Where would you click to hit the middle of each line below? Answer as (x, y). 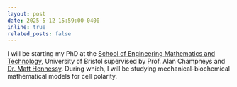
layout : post (27, 14)
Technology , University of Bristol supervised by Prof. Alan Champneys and (116, 62)
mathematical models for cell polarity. (62, 76)
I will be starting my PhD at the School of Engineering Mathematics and (111, 54)
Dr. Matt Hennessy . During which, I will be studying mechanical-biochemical (119, 69)
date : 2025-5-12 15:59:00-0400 (54, 21)
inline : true (27, 27)
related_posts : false (39, 34)
